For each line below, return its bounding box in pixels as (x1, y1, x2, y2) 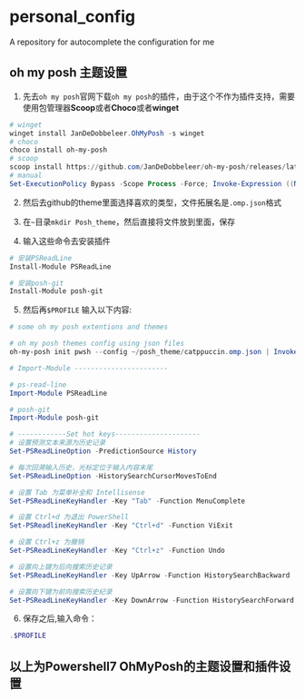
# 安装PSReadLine (9, 253, 73, 262)
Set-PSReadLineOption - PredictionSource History (9, 447, 197, 456)
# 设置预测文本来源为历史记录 (9, 438, 106, 448)
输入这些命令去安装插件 (22, 235, 111, 246)
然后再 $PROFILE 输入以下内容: (22, 304, 133, 315)
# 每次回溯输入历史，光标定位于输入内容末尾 (9, 463, 153, 472)
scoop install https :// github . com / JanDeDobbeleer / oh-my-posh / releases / (9, 162, 286, 172)
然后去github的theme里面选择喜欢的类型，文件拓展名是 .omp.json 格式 (22, 197, 282, 208)
